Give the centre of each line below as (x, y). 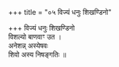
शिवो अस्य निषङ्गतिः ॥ (37, 54)
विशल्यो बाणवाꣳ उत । (35, 37)
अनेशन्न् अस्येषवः (28, 46)
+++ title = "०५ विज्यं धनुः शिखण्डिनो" (60, 12)
